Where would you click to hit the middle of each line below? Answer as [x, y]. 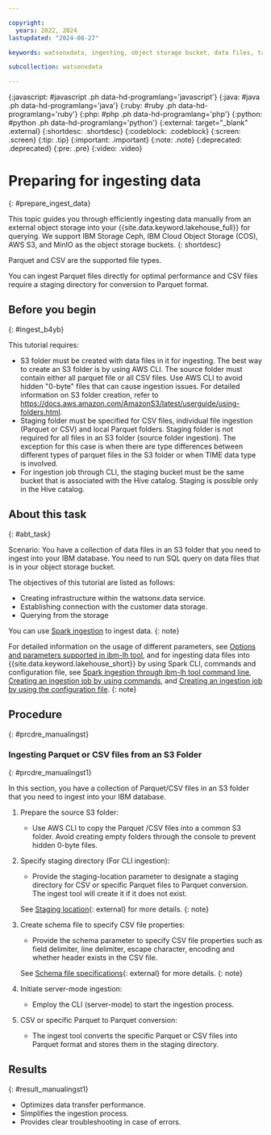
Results [28, 1070]
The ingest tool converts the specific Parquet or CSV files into [135, 1035]
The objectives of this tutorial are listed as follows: [92, 582]
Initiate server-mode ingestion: [71, 988]
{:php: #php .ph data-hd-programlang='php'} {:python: [171, 115]
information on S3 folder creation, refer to [89, 394]
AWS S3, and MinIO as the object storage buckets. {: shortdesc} [115, 245]
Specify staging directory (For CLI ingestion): [95, 861]
